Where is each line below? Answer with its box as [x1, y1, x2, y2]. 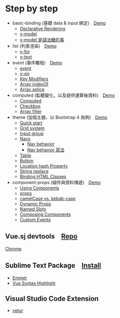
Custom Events [19, 216, 51, 222]
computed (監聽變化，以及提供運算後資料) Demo [12, 92, 115, 98]
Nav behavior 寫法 [27, 147, 64, 153]
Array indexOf [19, 81, 49, 87]
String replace [19, 168, 49, 174]
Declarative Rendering [19, 25, 65, 31]
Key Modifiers [19, 75, 49, 82]
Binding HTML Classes [19, 173, 66, 179]
